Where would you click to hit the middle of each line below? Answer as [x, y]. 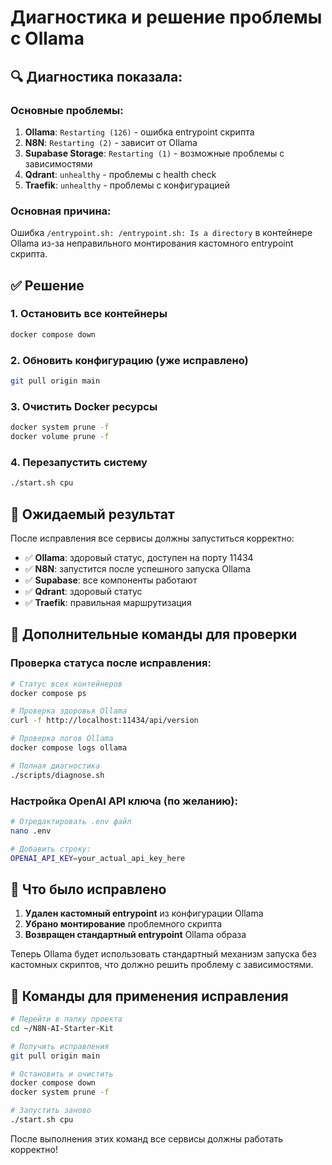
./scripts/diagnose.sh [57, 775]
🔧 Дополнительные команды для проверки [154, 634]
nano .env [31, 831]
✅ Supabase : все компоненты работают [111, 580]
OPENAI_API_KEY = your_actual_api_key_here [98, 858]
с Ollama [47, 38]
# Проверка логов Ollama [62, 739]
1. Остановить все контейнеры [89, 314]
